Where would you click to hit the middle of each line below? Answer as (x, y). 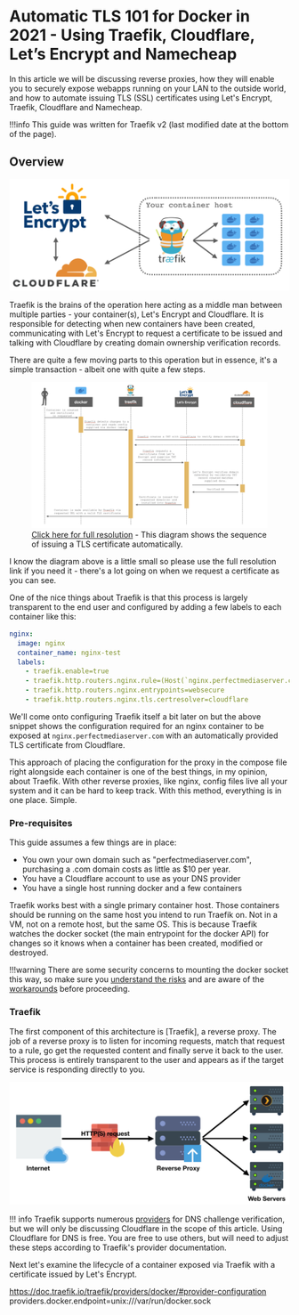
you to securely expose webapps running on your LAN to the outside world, (148, 88)
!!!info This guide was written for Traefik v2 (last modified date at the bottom (149, 124)
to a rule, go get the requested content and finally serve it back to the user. (146, 1050)
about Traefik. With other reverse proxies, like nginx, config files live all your (148, 781)
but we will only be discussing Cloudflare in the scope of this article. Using (146, 1229)
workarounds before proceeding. (70, 989)
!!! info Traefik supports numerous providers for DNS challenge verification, (147, 1219)
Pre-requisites (41, 823)
